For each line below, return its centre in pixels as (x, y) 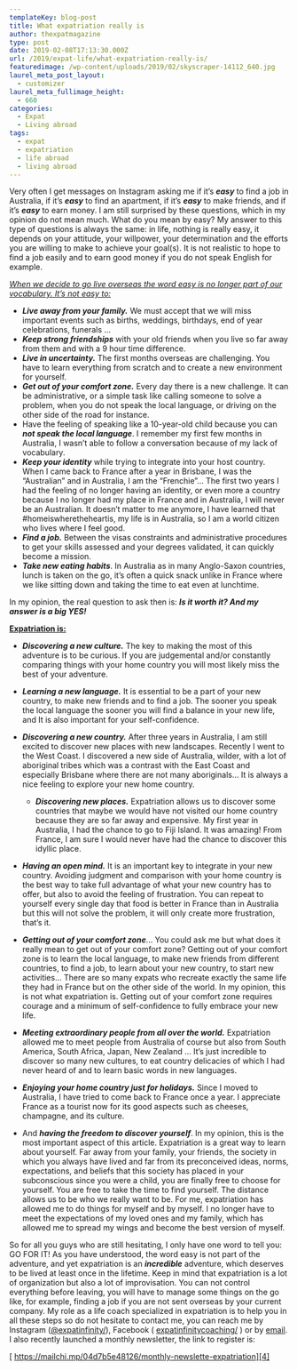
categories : (31, 108)
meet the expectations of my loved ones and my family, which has (143, 1218)
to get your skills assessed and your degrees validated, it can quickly (148, 547)
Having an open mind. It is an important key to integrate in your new (147, 866)
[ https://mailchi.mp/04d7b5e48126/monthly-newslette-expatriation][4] (140, 1357)
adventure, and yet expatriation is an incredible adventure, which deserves (146, 1264)
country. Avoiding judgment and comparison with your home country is (152, 876)
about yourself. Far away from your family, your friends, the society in (149, 1152)
